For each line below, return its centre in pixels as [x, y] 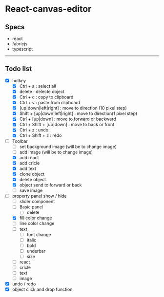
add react [29, 157]
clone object [32, 174]
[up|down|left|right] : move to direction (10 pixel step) [73, 108]
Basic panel [31, 207]
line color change [37, 223]
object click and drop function [42, 289]
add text [28, 168]
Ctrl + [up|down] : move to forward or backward [68, 119]
